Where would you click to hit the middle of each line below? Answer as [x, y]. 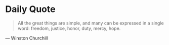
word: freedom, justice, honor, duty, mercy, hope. [69, 28]
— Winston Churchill [27, 38]
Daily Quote [30, 9]
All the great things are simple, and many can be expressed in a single [91, 23]
